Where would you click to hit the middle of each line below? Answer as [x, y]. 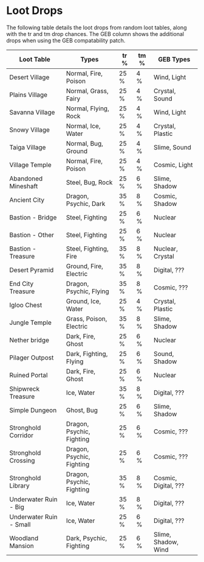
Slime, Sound [172, 147]
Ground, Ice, [83, 301]
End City [22, 283]
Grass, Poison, [87, 319]
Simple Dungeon [33, 410]
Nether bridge [29, 340]
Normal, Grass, [87, 91]
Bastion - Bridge [33, 217]
